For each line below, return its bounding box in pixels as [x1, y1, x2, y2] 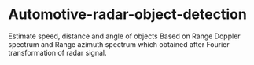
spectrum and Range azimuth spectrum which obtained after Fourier [8, 39, 230, 49]
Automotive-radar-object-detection [8, 5, 248, 23]
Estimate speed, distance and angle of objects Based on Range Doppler [8, 31, 241, 41]
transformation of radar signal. [8, 48, 107, 57]
